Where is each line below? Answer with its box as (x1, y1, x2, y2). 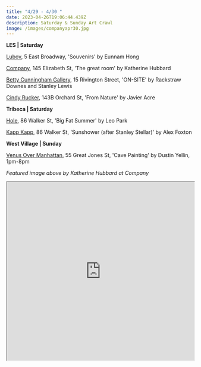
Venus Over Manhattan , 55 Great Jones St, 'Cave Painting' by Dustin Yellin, (6, 152, 190, 159)
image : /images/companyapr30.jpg (6, 25, 89, 32)
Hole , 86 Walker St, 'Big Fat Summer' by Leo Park (6, 117, 128, 124)
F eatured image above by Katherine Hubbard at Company (6, 170, 149, 177)
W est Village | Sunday (6, 140, 62, 148)
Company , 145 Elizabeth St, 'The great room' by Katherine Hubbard (6, 65, 171, 72)
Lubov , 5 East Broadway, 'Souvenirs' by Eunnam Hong (6, 53, 140, 60)
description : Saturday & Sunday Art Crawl (6, 20, 113, 26)
